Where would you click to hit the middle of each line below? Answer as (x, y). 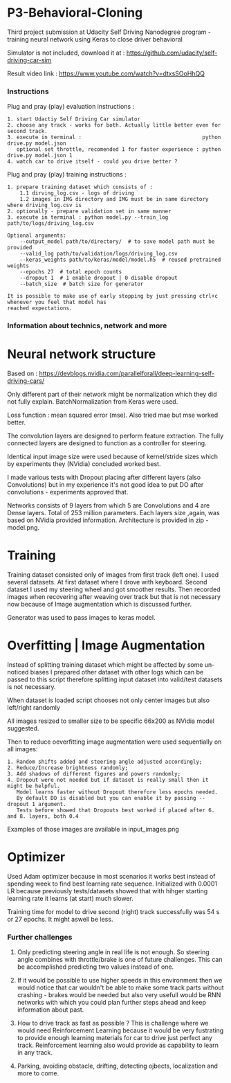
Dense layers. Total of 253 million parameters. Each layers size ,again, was (113, 513)
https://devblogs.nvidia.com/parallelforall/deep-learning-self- (127, 374)
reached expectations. (40, 308)
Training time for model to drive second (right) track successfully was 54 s (113, 911)
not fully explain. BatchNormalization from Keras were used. (93, 402)
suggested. (23, 728)
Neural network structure (82, 354)
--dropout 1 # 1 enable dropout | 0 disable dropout (99, 278)
